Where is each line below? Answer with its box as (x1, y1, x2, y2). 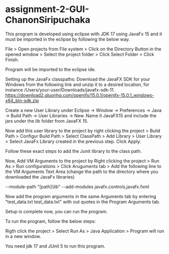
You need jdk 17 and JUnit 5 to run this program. (5, 243, 105, 249)
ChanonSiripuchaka (5, 14, 91, 26)
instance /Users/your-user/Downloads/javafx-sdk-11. (5, 87, 115, 93)
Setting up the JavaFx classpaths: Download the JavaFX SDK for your (5, 76, 150, 82)
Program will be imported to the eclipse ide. (5, 66, 96, 72)
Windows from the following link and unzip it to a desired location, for (5, 81, 150, 88)
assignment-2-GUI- (5, 4, 89, 15)
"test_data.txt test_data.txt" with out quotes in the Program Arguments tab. (5, 199, 160, 205)
